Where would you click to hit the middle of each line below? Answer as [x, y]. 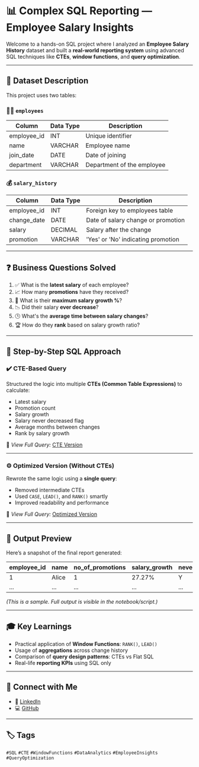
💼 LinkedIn [28, 701]
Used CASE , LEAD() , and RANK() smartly [61, 496]
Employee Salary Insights [70, 28]
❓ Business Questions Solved [61, 267]
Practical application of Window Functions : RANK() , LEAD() [86, 644]
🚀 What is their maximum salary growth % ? [68, 300]
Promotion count [35, 408]
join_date [22, 156]
